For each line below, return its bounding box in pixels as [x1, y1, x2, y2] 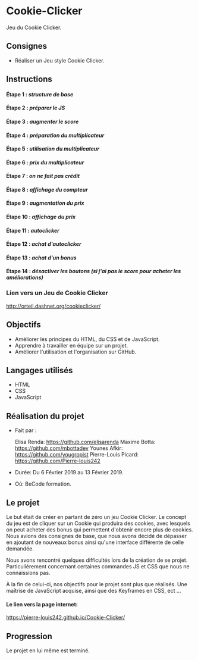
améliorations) [6, 274, 43, 281]
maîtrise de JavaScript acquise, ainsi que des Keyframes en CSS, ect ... [6, 587, 181, 594]
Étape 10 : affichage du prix [6, 213, 76, 221]
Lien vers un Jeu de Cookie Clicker [6, 289, 108, 297]
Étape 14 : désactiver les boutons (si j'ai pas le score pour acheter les [6, 268, 181, 275]
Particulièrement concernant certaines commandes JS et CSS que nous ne [6, 563, 190, 570]
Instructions [6, 74, 52, 85]
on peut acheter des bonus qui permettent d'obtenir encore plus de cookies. [6, 526, 193, 533]
